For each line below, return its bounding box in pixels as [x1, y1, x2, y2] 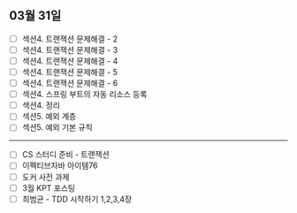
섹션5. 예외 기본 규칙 [21, 122, 93, 133]
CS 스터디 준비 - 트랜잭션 [21, 149, 110, 160]
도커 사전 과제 [21, 171, 70, 182]
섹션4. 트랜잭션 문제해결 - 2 [21, 34, 118, 44]
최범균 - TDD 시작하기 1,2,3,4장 [21, 194, 133, 204]
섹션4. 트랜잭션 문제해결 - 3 [21, 44, 118, 55]
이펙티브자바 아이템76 [21, 160, 99, 171]
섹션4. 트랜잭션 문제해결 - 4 [21, 56, 118, 66]
